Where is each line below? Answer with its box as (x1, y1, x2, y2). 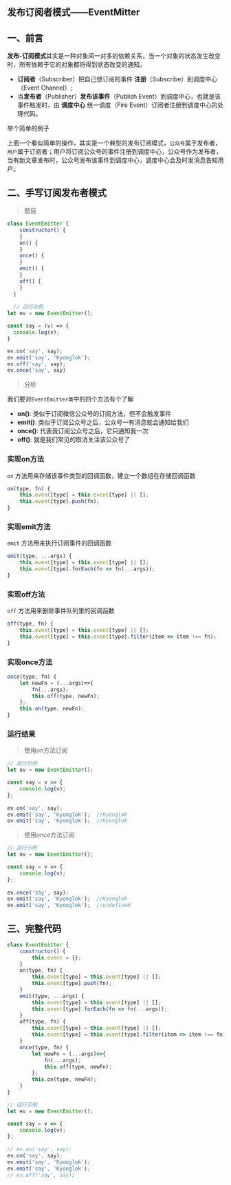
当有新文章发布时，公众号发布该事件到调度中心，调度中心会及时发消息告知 (7, 156, 218, 164)
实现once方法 (7, 657, 53, 667)
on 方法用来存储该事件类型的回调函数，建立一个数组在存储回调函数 (7, 471, 196, 479)
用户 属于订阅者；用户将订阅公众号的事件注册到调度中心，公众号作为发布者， (7, 148, 222, 156)
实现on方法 (7, 455, 45, 464)
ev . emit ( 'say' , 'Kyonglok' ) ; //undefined (7, 902, 131, 909)
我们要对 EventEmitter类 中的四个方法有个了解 (7, 395, 134, 404)
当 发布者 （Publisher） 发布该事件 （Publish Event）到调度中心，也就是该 (16, 92, 221, 101)
